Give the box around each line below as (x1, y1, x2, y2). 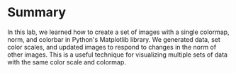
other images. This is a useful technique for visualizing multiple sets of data (7, 50, 228, 59)
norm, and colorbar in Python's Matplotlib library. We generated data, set (7, 35, 221, 43)
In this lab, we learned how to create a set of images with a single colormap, (7, 28, 230, 36)
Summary (7, 4, 66, 21)
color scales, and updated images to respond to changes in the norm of (7, 43, 217, 51)
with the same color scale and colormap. (7, 57, 126, 66)
